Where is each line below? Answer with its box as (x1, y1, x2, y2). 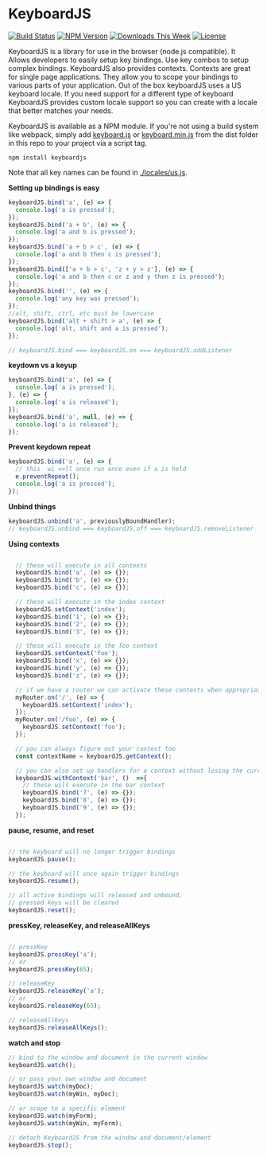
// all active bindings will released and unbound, (8, 892, 183, 900)
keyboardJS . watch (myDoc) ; (8, 1083, 94, 1091)
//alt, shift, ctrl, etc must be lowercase (8, 310, 155, 318)
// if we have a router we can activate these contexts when (15, 686, 222, 694)
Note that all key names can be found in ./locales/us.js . (8, 167, 188, 177)
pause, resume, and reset (8, 826, 95, 835)
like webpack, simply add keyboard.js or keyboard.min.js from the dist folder (8, 129, 259, 139)
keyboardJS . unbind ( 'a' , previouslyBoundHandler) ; (8, 517, 176, 525)
